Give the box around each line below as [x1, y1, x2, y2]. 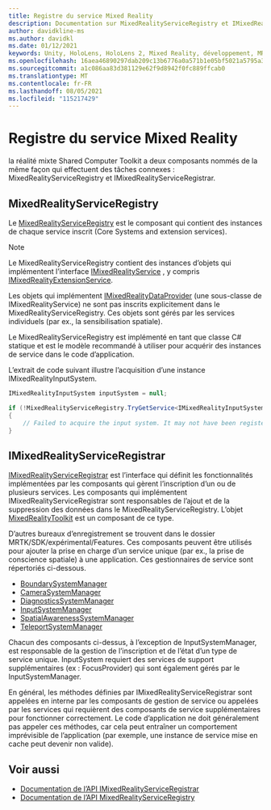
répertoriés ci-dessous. [8, 563, 86, 573]
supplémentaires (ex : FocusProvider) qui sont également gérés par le [8, 664, 240, 673]
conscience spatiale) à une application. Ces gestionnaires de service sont [8, 555, 254, 564]
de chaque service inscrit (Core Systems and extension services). [8, 227, 227, 236]
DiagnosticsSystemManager [19, 596, 115, 606]
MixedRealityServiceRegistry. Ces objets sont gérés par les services [8, 308, 236, 318]
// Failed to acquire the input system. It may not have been [23, 419, 236, 427]
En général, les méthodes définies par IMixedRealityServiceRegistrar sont [8, 688, 252, 698]
